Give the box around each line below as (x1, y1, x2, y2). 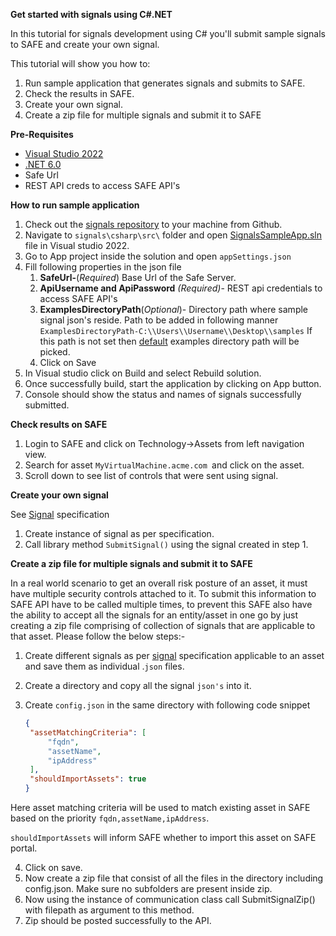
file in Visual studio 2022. (24, 240, 130, 251)
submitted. (24, 399, 70, 411)
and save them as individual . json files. (24, 660, 185, 672)
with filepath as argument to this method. (24, 904, 195, 916)
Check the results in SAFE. (24, 88, 135, 99)
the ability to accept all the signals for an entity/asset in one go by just (10, 609, 299, 621)
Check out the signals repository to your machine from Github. (24, 219, 283, 230)
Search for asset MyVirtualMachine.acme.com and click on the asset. (24, 459, 305, 471)
